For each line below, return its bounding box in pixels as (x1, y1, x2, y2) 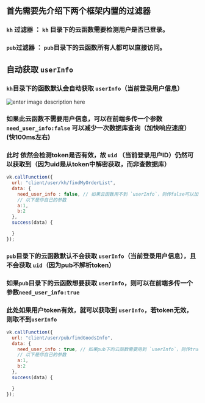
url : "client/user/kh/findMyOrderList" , (12, 180, 116, 186)
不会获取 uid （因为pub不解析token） (6, 261, 115, 269)
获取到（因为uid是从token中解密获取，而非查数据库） (12, 160, 171, 168)
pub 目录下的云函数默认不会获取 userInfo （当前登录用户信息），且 (6, 252, 196, 260)
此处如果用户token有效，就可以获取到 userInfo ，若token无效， (6, 305, 193, 314)
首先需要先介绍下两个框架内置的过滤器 (6, 5, 151, 16)
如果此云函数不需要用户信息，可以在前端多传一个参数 (6, 115, 163, 123)
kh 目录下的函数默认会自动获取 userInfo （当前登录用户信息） (6, 84, 184, 93)
